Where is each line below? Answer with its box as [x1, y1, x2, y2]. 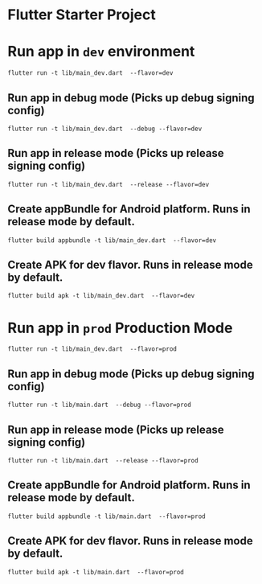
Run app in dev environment [7, 43, 195, 61]
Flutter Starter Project [7, 6, 156, 24]
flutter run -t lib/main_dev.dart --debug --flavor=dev [7, 125, 203, 133]
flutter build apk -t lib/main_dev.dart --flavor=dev [7, 292, 195, 300]
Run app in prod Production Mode [7, 319, 233, 337]
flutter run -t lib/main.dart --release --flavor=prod [7, 456, 199, 464]
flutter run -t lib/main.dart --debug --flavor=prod [7, 401, 192, 409]
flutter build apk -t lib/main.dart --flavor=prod [7, 568, 184, 576]
